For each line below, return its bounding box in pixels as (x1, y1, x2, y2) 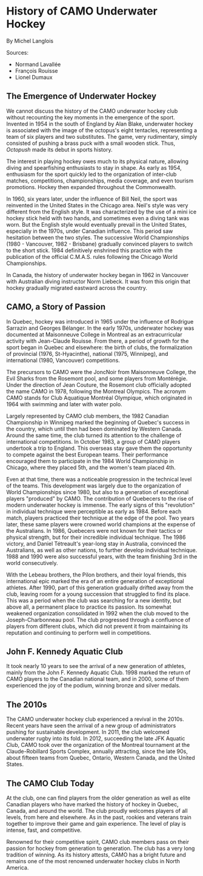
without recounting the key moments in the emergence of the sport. (6, 113, 176, 121)
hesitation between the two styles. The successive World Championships (6, 233, 190, 241)
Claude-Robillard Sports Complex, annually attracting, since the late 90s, (6, 747, 188, 755)
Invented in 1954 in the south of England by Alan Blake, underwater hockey (6, 120, 194, 127)
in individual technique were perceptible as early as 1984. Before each (6, 507, 182, 515)
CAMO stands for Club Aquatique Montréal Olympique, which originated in (6, 394, 193, 401)
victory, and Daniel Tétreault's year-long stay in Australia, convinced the (6, 540, 187, 547)
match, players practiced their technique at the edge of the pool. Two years (6, 514, 195, 521)
